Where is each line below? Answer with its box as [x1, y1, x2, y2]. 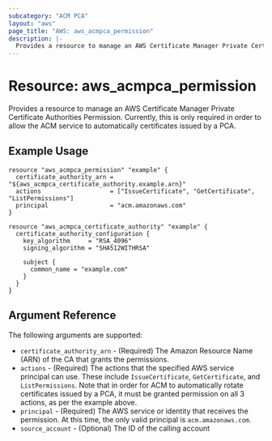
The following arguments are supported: [8, 330, 143, 340]
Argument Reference [8, 309, 117, 323]
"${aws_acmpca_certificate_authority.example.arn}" [8, 180, 186, 188]
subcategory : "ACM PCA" [8, 11, 89, 20]
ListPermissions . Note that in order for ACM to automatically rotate [19, 380, 244, 390]
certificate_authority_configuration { [15, 229, 151, 238]
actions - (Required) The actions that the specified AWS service [19, 362, 235, 373]
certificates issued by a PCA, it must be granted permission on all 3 [19, 388, 245, 398]
